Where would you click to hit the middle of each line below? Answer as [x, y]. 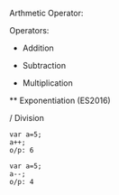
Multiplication [48, 83]
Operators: [29, 30]
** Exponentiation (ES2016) [60, 100]
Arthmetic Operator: [46, 13]
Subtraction [44, 65]
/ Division [27, 118]
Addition [38, 48]
